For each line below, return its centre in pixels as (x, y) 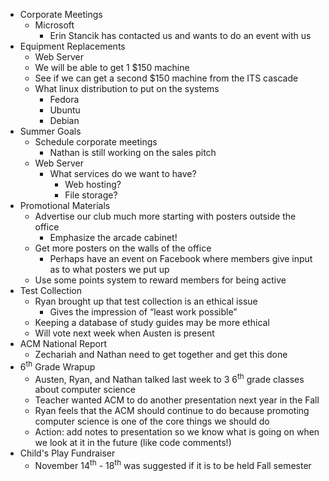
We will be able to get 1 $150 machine (112, 67)
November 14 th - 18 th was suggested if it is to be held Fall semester (173, 464)
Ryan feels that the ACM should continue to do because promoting (172, 411)
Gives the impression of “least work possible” (143, 312)
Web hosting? (93, 184)
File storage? (91, 195)
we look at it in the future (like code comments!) (133, 443)
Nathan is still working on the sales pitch (133, 152)
